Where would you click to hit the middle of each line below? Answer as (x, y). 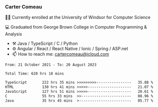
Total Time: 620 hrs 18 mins (35, 74)
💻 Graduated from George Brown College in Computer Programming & (76, 27)
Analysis (14, 34)
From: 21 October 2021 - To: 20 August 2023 (51, 65)
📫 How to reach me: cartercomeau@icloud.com (61, 54)
